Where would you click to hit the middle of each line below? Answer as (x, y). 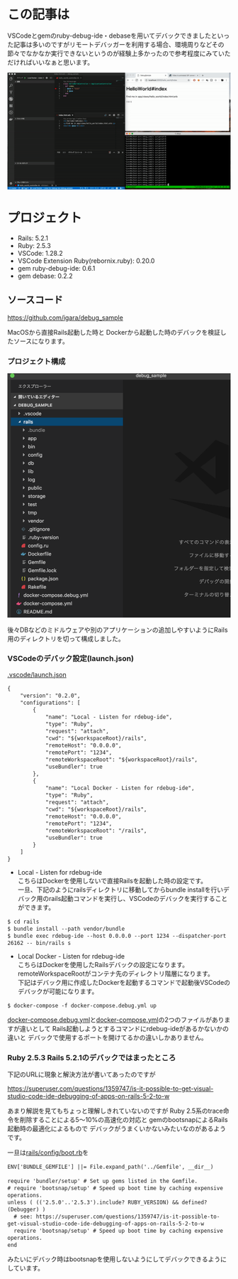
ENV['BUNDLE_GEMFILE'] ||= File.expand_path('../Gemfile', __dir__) (110, 1167)
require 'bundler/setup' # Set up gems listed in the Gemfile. (103, 1181)
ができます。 (36, 907)
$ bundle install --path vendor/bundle (66, 929)
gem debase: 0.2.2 (45, 276)
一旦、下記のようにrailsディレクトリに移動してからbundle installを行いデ (124, 890)
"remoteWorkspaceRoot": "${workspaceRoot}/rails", (121, 760)
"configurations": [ (50, 703)
